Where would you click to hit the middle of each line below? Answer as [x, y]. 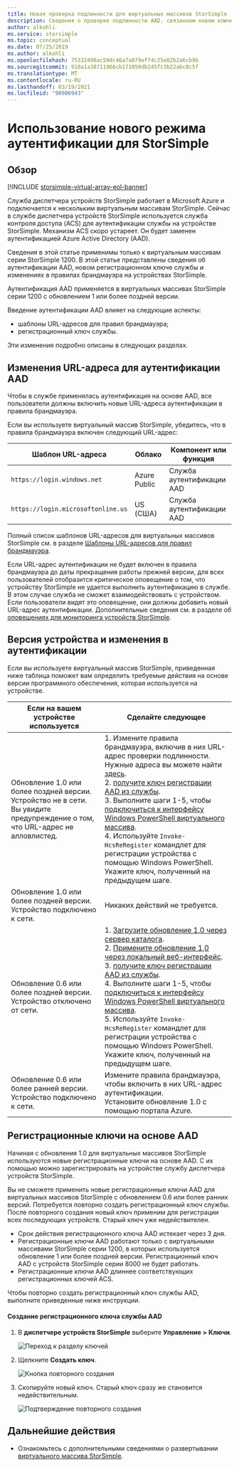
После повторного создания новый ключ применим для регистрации [113, 1212]
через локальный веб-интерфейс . [164, 956]
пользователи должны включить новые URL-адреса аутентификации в [115, 403]
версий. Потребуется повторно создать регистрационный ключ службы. [118, 1204]
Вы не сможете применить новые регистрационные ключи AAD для [111, 1190]
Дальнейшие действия [62, 1431]
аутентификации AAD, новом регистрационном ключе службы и [106, 268]
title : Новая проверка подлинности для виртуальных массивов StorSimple [117, 14]
